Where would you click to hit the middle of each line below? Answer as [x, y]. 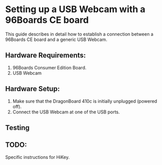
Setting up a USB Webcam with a [75, 9]
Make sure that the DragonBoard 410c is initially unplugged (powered [85, 101]
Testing [17, 128]
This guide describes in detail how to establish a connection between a [79, 34]
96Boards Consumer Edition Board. [49, 67]
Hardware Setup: [32, 89]
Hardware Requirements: [46, 55]
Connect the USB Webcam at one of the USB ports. [66, 112]
